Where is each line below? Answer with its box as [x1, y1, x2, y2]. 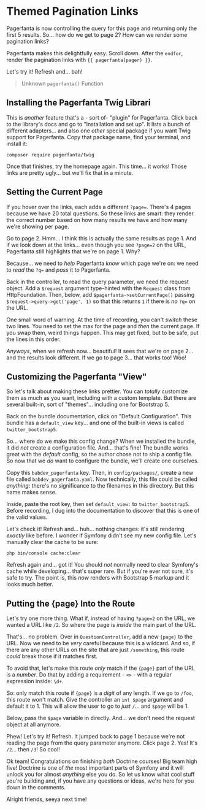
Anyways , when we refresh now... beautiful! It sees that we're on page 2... [6, 347, 194, 355]
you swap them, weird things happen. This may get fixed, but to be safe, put [6, 329, 199, 336]
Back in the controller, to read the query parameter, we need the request [6, 278, 189, 285]
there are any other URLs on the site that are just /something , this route [6, 646, 185, 654]
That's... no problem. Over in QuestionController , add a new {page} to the [6, 633, 193, 640]
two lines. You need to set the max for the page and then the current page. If [6, 322, 200, 329]
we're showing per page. [6, 223, 69, 230]
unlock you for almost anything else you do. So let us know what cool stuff [6, 771, 195, 778]
